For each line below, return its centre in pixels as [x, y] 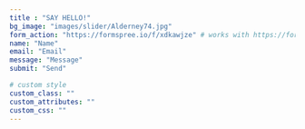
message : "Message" [46, 60]
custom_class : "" [42, 93]
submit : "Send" [38, 69]
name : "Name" [34, 43]
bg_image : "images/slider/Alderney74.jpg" [91, 26]
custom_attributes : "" [52, 102]
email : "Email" [38, 52]
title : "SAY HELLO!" [50, 18]
